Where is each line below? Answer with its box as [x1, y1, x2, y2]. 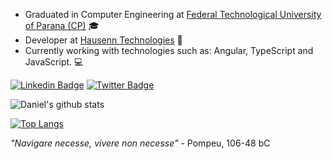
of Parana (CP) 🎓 [24, 20, 100, 31]
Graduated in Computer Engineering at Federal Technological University [24, 9, 322, 20]
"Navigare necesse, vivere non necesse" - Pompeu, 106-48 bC [10, 137, 271, 149]
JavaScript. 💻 [24, 56, 84, 68]
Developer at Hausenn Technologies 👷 [24, 34, 183, 46]
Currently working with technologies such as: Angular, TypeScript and [24, 45, 314, 56]
